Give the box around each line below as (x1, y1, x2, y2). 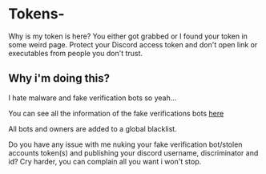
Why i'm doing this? (8, 71, 111, 85)
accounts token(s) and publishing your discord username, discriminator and (8, 148, 259, 157)
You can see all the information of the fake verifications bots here (8, 108, 224, 118)
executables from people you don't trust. (8, 48, 143, 58)
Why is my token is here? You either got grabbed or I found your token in (8, 31, 248, 41)
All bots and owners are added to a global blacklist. (8, 123, 178, 133)
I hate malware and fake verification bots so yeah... (8, 93, 177, 103)
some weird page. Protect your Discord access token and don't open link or (8, 39, 258, 49)
